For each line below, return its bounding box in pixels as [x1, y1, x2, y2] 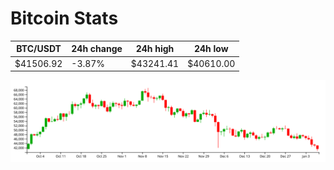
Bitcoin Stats [10, 7, 119, 30]
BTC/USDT [16, 43, 62, 55]
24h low [193, 43, 229, 55]
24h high [135, 43, 175, 55]
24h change [71, 43, 123, 55]
